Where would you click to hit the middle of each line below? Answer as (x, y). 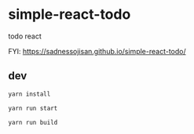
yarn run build (33, 122)
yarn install (29, 94)
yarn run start (33, 108)
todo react (25, 36)
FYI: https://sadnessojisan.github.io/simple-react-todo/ (97, 51)
